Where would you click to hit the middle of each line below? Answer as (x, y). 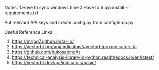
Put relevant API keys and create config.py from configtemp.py (69, 22)
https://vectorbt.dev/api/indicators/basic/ (54, 62)
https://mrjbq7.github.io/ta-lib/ (43, 41)
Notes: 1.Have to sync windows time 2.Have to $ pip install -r (67, 8)
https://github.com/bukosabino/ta (46, 52)
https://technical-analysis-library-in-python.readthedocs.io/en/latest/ (83, 57)
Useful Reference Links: (29, 32)
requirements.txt (22, 13)
